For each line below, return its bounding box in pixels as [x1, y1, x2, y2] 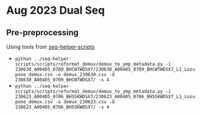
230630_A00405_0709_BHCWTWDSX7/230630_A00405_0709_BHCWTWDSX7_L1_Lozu [14, 66, 196, 72]
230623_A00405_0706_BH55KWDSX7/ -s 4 [14, 104, 110, 110]
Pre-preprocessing [6, 28, 79, 38]
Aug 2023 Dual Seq [6, 4, 105, 17]
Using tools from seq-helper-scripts [6, 43, 95, 50]
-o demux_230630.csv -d [55, 72, 115, 78]
